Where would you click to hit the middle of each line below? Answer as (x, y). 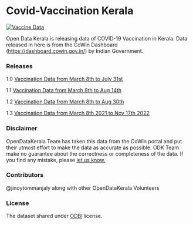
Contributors (25, 175)
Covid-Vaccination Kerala (70, 11)
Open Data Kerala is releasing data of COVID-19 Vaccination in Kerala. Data (97, 38)
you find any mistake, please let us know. (56, 160)
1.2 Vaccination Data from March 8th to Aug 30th (65, 102)
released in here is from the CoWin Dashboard (62, 45)
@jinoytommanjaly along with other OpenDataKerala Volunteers (83, 188)
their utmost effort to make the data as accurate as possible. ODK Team (93, 147)
